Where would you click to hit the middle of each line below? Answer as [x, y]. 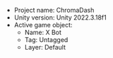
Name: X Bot [43, 32]
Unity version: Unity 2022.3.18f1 [60, 17]
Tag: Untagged [46, 40]
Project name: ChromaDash [54, 10]
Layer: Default [45, 47]
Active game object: [43, 25]
